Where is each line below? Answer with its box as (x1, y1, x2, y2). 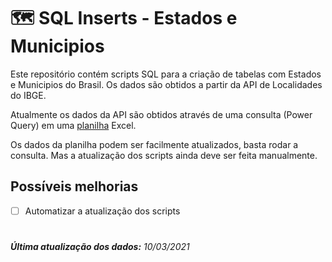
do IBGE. (10, 89, 47, 101)
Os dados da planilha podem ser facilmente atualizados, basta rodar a (10, 138, 299, 150)
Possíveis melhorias (10, 178, 139, 195)
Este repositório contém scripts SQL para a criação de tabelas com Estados (10, 68, 322, 80)
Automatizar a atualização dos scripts (24, 205, 181, 217)
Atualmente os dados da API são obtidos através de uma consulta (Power (10, 108, 313, 120)
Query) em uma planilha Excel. (10, 119, 137, 131)
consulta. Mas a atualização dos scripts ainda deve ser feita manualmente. (10, 149, 318, 161)
